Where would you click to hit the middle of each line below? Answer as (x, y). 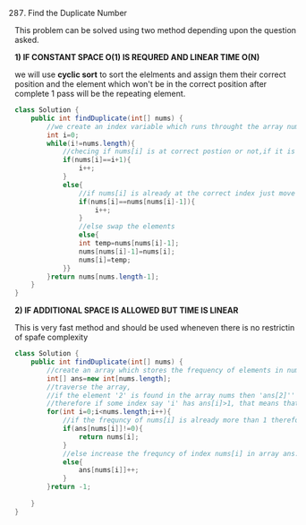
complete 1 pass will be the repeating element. (100, 94)
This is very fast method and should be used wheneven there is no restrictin (155, 328)
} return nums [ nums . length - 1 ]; (103, 277)
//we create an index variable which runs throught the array (165, 126)
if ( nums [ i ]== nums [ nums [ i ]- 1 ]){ (137, 202)
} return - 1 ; (69, 487)
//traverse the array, (89, 387)
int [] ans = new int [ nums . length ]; (109, 379)
